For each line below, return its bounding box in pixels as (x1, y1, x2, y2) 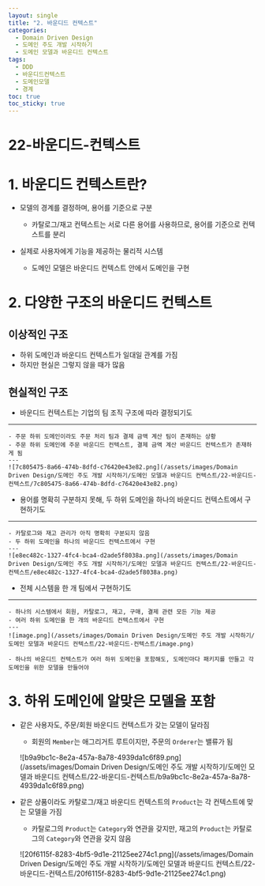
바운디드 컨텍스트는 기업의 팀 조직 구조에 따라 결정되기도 (19, 408, 193, 417)
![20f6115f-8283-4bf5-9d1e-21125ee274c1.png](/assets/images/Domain (19, 850, 254, 858)
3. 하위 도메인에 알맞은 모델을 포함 (8, 692, 215, 711)
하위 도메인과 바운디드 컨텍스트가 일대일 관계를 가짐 (19, 350, 178, 360)
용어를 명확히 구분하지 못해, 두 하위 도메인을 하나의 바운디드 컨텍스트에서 (19, 495, 243, 504)
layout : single (8, 11, 58, 20)
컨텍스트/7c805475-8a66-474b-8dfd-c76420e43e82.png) (8, 480, 179, 488)
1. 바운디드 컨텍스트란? (8, 175, 147, 194)
